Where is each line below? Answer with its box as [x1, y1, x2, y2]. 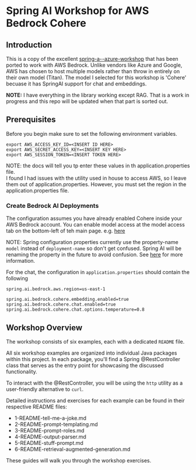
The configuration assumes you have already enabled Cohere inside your [6, 215, 183, 222]
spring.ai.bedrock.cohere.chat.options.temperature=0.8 [6, 307, 145, 313]
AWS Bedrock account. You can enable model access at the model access [6, 221, 185, 228]
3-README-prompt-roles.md [14, 427, 85, 434]
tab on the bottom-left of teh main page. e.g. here [6, 227, 125, 235]
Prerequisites [6, 115, 56, 125]
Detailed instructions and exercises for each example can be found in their [6, 397, 185, 404]
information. [6, 258, 36, 265]
